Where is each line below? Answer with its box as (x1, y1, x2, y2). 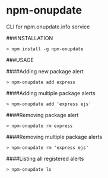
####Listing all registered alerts (6, 155, 84, 162)
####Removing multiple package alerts (6, 133, 103, 140)
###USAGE (6, 56, 34, 63)
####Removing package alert (6, 111, 79, 118)
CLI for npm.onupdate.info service (6, 23, 90, 30)
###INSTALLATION (6, 34, 53, 41)
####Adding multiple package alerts (6, 89, 96, 96)
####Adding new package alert (6, 67, 84, 75)
